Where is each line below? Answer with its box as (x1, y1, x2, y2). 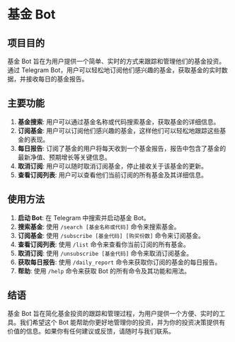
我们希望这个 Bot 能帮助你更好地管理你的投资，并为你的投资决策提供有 (19, 318, 226, 326)
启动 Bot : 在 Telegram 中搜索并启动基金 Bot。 (17, 213, 150, 222)
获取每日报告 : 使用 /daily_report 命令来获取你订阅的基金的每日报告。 (17, 258, 222, 266)
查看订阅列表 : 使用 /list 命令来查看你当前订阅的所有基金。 (17, 240, 190, 249)
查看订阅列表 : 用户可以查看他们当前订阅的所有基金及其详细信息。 (17, 171, 207, 179)
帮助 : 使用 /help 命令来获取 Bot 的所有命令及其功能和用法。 (17, 266, 191, 275)
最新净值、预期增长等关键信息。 (17, 153, 111, 161)
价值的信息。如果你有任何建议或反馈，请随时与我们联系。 (7, 327, 175, 336)
